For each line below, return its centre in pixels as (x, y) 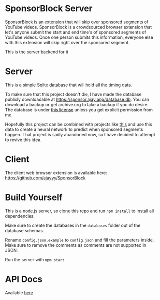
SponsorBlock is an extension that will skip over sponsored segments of (77, 22)
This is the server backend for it (37, 52)
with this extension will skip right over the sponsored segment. (67, 42)
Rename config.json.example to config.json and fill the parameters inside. (80, 240)
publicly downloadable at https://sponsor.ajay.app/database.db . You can (77, 99)
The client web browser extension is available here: (56, 173)
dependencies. (20, 216)
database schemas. (25, 230)
